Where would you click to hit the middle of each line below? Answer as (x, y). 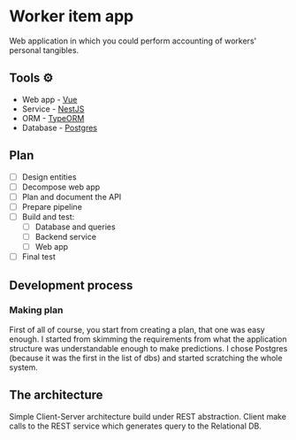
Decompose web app (61, 187)
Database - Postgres (59, 127)
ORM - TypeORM (53, 118)
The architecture (56, 395)
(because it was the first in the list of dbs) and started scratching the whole (146, 358)
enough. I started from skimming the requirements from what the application (148, 339)
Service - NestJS (53, 109)
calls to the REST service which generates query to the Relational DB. (136, 426)
